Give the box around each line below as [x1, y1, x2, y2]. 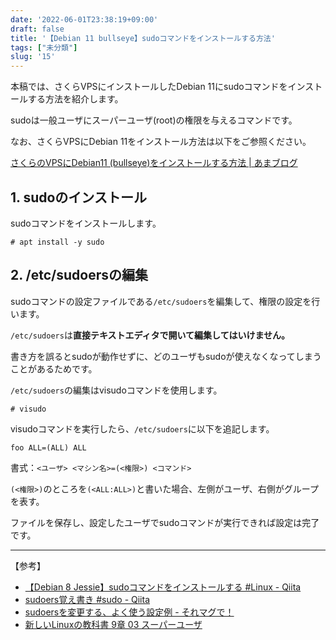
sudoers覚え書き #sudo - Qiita [24, 593, 151, 605]
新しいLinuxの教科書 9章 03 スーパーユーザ [24, 618, 203, 630]
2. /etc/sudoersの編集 [10, 267, 148, 284]
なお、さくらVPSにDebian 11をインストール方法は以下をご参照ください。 [10, 136, 312, 148]
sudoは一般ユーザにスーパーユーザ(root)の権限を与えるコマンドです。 [10, 114, 298, 126]
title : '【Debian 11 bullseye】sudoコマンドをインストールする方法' [10, 33, 276, 43]
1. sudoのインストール [10, 189, 147, 206]
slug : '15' [10, 52, 56, 62]
